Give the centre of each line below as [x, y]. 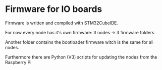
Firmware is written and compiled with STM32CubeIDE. [62, 23]
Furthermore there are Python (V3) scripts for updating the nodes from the [81, 57]
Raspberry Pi [18, 62]
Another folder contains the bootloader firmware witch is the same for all [79, 42]
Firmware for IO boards [54, 9]
